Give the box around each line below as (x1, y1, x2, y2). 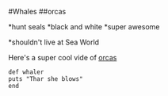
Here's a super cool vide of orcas (8, 53, 117, 62)
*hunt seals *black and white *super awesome (8, 22, 160, 31)
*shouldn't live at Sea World (8, 37, 100, 47)
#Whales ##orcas (8, 7, 67, 16)
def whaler (8, 68, 44, 76)
